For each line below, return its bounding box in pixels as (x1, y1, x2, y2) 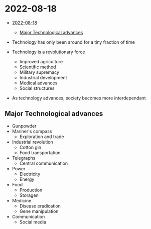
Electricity (19, 171, 41, 177)
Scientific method (19, 64, 56, 70)
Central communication (19, 160, 68, 166)
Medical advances (19, 80, 58, 86)
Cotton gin (19, 144, 42, 150)
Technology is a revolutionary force (12, 49, 86, 55)
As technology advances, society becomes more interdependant (12, 95, 146, 101)
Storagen (19, 192, 39, 198)
